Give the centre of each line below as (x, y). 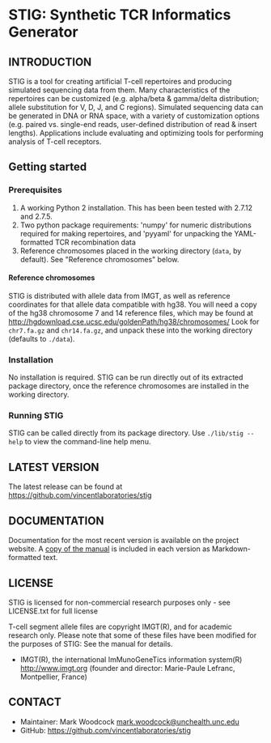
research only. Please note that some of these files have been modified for (133, 635)
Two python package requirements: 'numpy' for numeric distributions (136, 225)
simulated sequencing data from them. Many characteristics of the (119, 90)
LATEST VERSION (54, 467)
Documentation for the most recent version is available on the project (124, 541)
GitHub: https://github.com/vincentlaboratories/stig (106, 730)
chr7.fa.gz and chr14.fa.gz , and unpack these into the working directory (131, 330)
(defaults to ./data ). (42, 338)
